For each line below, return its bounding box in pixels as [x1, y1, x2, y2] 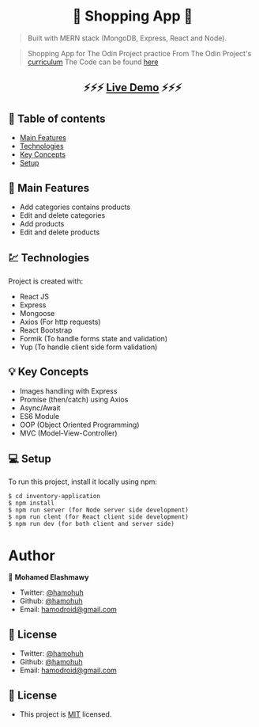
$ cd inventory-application [8, 493, 101, 501]
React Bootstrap [19, 325, 73, 335]
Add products [19, 219, 65, 228]
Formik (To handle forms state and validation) [19, 333, 168, 343]
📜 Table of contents [8, 112, 106, 125]
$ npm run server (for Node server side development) [8, 506, 190, 514]
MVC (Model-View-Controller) [19, 428, 118, 438]
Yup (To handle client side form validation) [19, 342, 158, 352]
